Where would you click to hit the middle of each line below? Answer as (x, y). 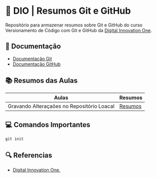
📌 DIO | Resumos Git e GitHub (68, 11)
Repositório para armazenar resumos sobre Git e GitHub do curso (74, 25)
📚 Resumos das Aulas (41, 81)
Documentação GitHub (37, 64)
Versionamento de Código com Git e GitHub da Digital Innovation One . (79, 30)
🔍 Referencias (29, 155)
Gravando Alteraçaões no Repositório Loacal (61, 106)
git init (14, 139)
